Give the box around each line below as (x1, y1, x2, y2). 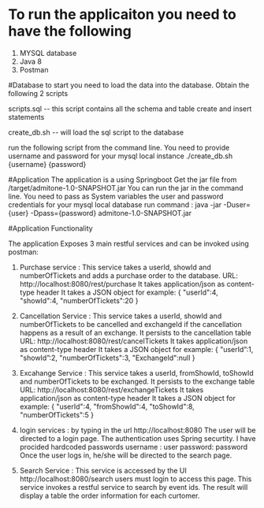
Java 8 (19, 57, 42, 66)
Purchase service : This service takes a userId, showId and (19, 262, 211, 272)
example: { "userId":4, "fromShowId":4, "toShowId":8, (19, 402, 195, 411)
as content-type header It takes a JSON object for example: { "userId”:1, (19, 344, 254, 354)
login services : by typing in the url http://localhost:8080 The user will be (19, 425, 256, 435)
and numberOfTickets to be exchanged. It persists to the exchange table (19, 376, 255, 386)
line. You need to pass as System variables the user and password (8, 191, 224, 201)
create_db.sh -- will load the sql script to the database (8, 128, 184, 137)
